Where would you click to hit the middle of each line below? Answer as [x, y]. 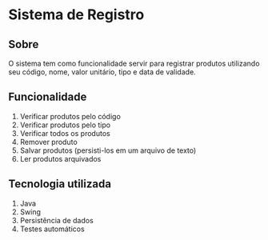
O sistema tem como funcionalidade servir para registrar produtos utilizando [134, 63]
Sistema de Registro [76, 15]
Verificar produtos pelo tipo [65, 125]
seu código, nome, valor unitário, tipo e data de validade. [102, 72]
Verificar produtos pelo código [70, 116]
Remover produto [48, 142]
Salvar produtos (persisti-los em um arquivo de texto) [108, 150]
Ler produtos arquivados [60, 158]
